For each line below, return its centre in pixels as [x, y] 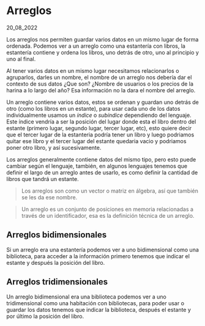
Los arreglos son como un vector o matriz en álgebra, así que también [110, 191]
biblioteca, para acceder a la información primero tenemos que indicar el [98, 256]
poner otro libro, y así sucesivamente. [54, 147]
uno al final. [21, 59]
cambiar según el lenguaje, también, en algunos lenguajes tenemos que [97, 166]
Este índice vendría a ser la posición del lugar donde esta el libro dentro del [101, 121]
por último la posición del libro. [45, 316]
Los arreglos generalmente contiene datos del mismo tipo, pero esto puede [101, 159]
